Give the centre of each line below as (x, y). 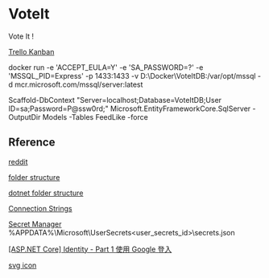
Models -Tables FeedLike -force (95, 117)
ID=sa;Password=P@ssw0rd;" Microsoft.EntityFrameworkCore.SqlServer (130, 108)
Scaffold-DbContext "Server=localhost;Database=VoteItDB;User (115, 100)
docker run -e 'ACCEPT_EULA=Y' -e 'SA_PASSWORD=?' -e (106, 67)
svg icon (23, 265)
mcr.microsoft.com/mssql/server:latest (79, 84)
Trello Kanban (31, 51)
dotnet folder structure (46, 193)
